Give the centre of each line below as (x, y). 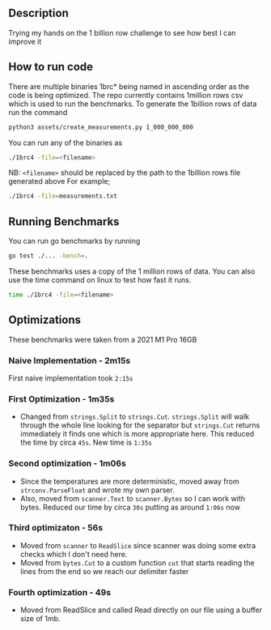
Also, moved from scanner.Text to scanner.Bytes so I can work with (132, 498)
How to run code (51, 67)
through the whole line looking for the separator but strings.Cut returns (140, 425)
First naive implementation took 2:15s (71, 378)
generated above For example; (59, 181)
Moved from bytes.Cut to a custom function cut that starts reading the (137, 563)
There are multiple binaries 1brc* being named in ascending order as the (129, 86)
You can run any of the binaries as (66, 143)
